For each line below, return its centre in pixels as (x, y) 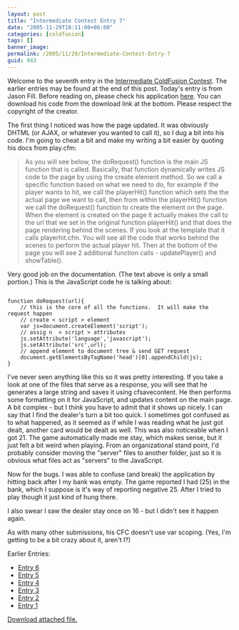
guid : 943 (22, 61)
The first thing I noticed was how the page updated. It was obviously (108, 125)
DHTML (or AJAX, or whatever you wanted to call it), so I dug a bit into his (116, 132)
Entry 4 (29, 582)
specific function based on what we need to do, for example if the (122, 184)
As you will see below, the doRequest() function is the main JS (116, 161)
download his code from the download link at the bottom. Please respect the (119, 104)
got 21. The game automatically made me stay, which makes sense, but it (115, 437)
